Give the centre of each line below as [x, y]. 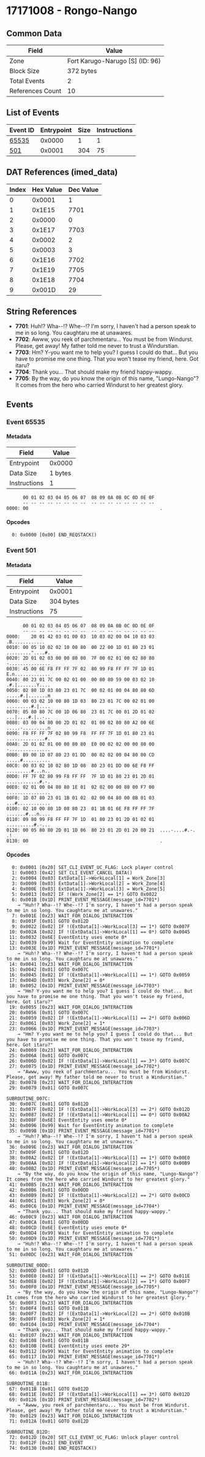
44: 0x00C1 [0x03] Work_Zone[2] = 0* [57, 1201]
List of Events [33, 113]
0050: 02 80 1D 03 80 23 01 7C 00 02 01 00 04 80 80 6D [80, 691]
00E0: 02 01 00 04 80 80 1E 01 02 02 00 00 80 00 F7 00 [80, 787]
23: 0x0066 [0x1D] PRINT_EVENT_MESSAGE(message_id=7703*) [84, 1029]
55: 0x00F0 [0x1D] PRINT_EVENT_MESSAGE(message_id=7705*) [84, 1287]
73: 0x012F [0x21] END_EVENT [46, 1443]
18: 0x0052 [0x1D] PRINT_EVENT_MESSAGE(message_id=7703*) [84, 986]
